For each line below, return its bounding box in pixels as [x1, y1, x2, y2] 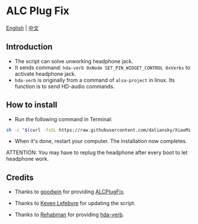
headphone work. [6, 155, 49, 163]
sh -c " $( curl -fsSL [6, 127, 57, 133]
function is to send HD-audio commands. [14, 83, 115, 90]
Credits [6, 173, 34, 183]
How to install [6, 100, 58, 110]
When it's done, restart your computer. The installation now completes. [14, 138, 187, 145]
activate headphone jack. [14, 70, 77, 77]
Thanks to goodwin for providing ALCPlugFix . [14, 188, 126, 196]
